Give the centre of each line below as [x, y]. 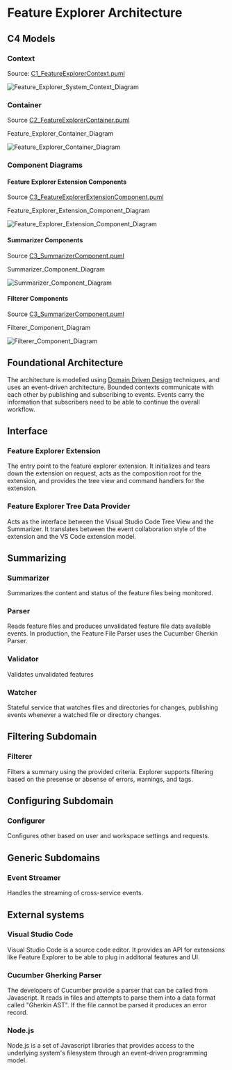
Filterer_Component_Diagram [49, 327]
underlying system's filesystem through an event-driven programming [107, 1053]
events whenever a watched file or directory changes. [84, 715]
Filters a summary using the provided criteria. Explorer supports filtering [110, 771]
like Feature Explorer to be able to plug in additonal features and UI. [103, 957]
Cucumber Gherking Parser [55, 975]
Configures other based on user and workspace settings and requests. [108, 836]
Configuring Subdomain [60, 801]
